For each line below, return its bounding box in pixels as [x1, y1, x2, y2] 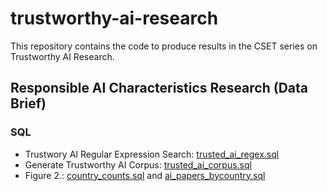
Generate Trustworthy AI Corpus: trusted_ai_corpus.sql [24, 158, 252, 171]
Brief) [10, 95, 47, 112]
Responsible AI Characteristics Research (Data [10, 80, 308, 97]
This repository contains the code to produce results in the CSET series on [10, 40, 318, 52]
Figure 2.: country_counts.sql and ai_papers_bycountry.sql [24, 169, 266, 181]
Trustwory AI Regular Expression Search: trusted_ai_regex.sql [24, 148, 280, 160]
